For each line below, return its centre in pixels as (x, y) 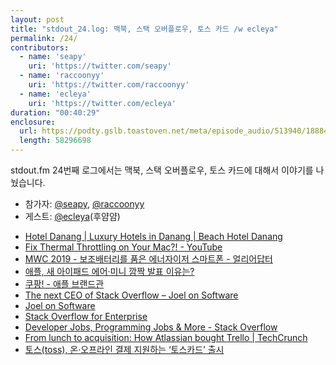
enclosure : (33, 122)
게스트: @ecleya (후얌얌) (72, 216)
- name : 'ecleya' (55, 94)
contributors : (40, 47)
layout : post (37, 19)
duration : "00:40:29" (55, 112)
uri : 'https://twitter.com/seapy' (100, 66)
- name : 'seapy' (53, 57)
